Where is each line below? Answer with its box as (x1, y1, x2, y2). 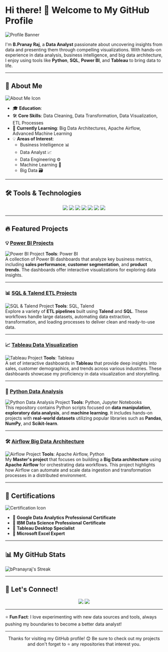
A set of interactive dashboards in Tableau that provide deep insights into (5, 360, 157, 366)
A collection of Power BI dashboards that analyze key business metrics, (5, 256, 152, 262)
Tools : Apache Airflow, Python (41, 451, 105, 457)
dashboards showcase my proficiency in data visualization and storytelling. (5, 370, 160, 376)
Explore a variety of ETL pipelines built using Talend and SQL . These (5, 308, 148, 314)
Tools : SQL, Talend (54, 302, 94, 309)
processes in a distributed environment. (5, 472, 87, 478)
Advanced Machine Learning (12, 130, 72, 136)
